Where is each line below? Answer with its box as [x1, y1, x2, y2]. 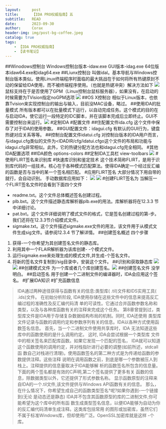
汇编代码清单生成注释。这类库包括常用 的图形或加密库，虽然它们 [26, 406, 158, 412]
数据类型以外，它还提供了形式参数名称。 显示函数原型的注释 [30, 375, 154, 381]
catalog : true [5, 35, 35, 40]
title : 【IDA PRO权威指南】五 [5, 12, 73, 17]
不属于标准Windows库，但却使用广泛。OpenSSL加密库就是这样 [17, 412, 147, 418]
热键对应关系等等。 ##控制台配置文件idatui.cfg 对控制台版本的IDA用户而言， [5, 131, 161, 137]
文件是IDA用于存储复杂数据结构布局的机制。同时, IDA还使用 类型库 [26, 313, 162, 319]
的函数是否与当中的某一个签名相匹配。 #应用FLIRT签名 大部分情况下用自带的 [5, 169, 161, 175]
